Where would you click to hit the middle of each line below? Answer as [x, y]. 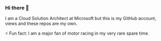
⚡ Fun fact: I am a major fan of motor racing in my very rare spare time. [77, 33]
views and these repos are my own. [41, 23]
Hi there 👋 [17, 8]
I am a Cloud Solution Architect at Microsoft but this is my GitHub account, [81, 19]
